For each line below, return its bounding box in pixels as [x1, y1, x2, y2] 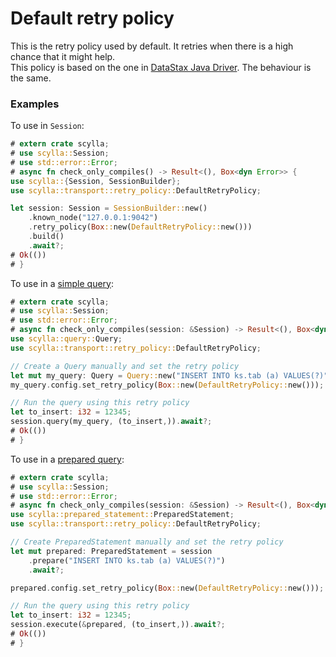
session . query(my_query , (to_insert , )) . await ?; [10, 417, 213, 427]
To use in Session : [10, 120, 85, 132]
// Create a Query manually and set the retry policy [10, 361, 240, 371]
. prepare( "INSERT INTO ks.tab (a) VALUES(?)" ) [28, 555, 226, 566]
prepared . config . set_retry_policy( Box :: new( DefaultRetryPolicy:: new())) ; [10, 583, 325, 593]
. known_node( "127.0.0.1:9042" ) [28, 213, 159, 223]
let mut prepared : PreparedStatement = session [10, 546, 213, 556]
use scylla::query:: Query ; [10, 334, 123, 344]
